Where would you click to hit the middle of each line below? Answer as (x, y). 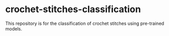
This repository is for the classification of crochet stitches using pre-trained (85, 23)
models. (14, 28)
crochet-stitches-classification (73, 9)
